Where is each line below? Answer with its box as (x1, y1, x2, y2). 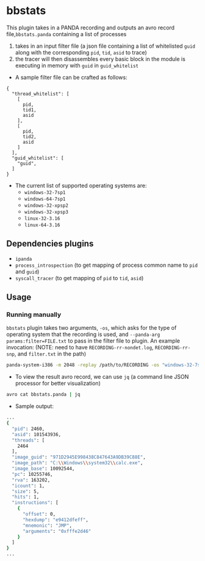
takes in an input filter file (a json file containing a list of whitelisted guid (15, 42, 195, 50)
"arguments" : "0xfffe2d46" (22, 528, 92, 534)
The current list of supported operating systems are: (15, 182, 147, 189)
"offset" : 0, (22, 511, 56, 518)
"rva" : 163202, (12, 477, 51, 483)
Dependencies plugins (6, 239, 94, 249)
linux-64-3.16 (24, 221, 60, 228)
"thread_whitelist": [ (12, 91, 70, 97)
